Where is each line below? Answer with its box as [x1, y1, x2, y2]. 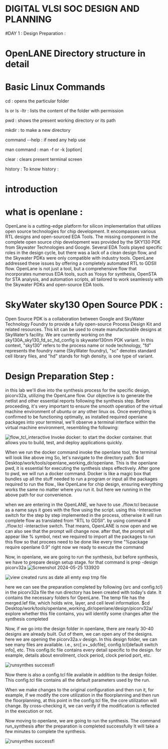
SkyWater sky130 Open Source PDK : [5, 299, 163, 311]
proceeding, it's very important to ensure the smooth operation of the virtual [5, 403, 163, 409]
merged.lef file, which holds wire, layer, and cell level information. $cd [5, 600, 150, 606]
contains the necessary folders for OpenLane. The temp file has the [5, 595, 145, 601]
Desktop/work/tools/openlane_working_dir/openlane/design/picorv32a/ [5, 605, 153, 612]
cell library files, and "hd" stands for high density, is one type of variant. [5, 353, 154, 359]
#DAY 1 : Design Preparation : [5, 30, 66, 36]
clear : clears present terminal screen [5, 156, 83, 162]
